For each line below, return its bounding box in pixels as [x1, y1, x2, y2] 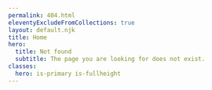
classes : [8, 63, 37, 70]
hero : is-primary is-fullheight [15, 70, 122, 77]
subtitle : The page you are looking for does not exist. [15, 56, 206, 63]
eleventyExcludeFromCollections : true [8, 19, 135, 27]
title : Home [8, 33, 47, 41]
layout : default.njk [8, 26, 76, 34]
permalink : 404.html [8, 11, 76, 20]
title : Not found [15, 48, 72, 56]
